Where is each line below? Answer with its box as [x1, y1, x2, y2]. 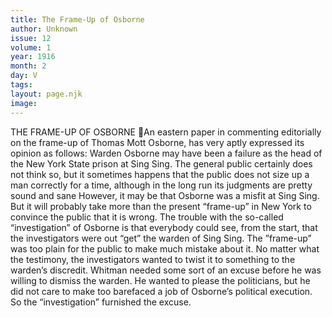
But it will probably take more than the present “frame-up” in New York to [10, 200, 312, 212]
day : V [10, 71, 38, 81]
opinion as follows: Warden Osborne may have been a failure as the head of [10, 147, 323, 159]
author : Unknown [10, 24, 78, 34]
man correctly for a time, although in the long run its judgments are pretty [10, 179, 313, 191]
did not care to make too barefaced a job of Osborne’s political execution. [10, 285, 313, 297]
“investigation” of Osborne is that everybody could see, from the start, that [10, 221, 318, 233]
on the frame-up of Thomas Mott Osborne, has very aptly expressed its [10, 136, 305, 148]
